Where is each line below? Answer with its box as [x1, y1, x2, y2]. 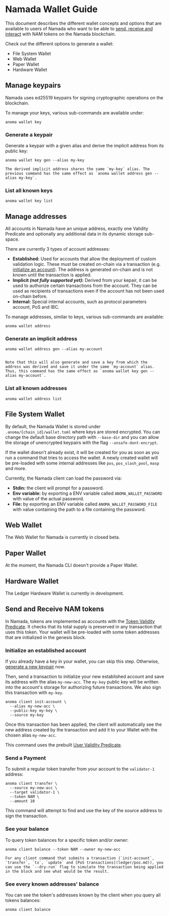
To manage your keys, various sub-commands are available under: [5, 109, 144, 116]
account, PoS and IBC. [12, 304, 60, 310]
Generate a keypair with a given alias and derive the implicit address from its [5, 143, 164, 149]
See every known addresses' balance [5, 880, 99, 887]
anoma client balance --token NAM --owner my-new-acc [5, 846, 121, 852]
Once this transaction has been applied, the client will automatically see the [5, 721, 162, 727]
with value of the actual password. [12, 495, 84, 501]
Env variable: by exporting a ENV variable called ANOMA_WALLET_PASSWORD [12, 490, 162, 496]
